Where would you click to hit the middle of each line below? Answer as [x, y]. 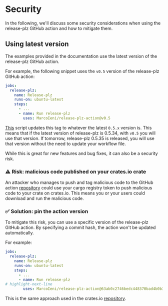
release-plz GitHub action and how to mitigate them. [59, 28]
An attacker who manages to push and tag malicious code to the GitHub [79, 182]
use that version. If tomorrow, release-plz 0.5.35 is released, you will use [80, 138]
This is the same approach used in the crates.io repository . [66, 298]
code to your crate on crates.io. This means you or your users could [75, 193]
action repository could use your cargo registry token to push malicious [79, 188]
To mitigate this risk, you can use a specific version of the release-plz [77, 222]
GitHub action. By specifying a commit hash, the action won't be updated [80, 227]
